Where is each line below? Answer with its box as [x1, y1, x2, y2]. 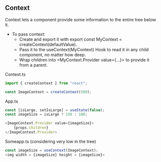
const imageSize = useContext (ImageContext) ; [5, 147, 98, 153]
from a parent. [19, 62, 48, 68]
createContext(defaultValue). [19, 41, 77, 47]
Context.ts [5, 71, 26, 77]
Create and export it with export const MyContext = [19, 36, 122, 42]
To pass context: [12, 31, 45, 37]
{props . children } [14, 125, 49, 130]
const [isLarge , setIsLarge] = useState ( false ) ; [5, 107, 105, 113]
